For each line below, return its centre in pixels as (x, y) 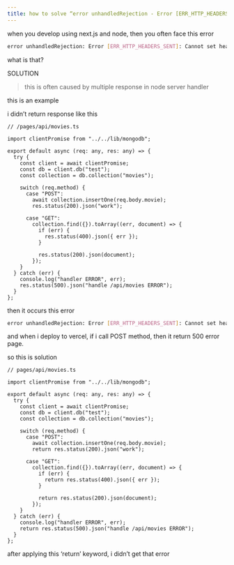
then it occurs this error (41, 310)
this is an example (33, 100)
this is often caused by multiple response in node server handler (116, 86)
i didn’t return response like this (53, 114)
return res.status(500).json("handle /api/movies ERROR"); (107, 529)
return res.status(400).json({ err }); (102, 480)
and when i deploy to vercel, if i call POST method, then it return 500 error (114, 336)
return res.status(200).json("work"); (88, 450)
